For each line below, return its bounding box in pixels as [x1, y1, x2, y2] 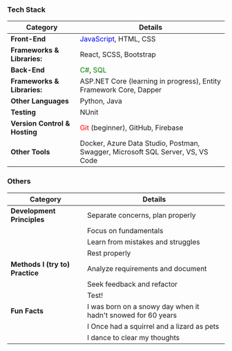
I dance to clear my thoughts [87, 332, 180, 342]
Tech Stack [7, 5, 46, 14]
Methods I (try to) [10, 259, 70, 269]
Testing [10, 108, 37, 117]
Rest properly [87, 248, 131, 258]
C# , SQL [79, 66, 107, 75]
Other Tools [10, 147, 50, 157]
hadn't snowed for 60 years [87, 310, 177, 320]
